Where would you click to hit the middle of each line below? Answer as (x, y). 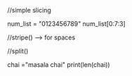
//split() (18, 51)
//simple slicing (29, 10)
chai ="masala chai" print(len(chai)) (59, 65)
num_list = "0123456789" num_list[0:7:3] (66, 24)
